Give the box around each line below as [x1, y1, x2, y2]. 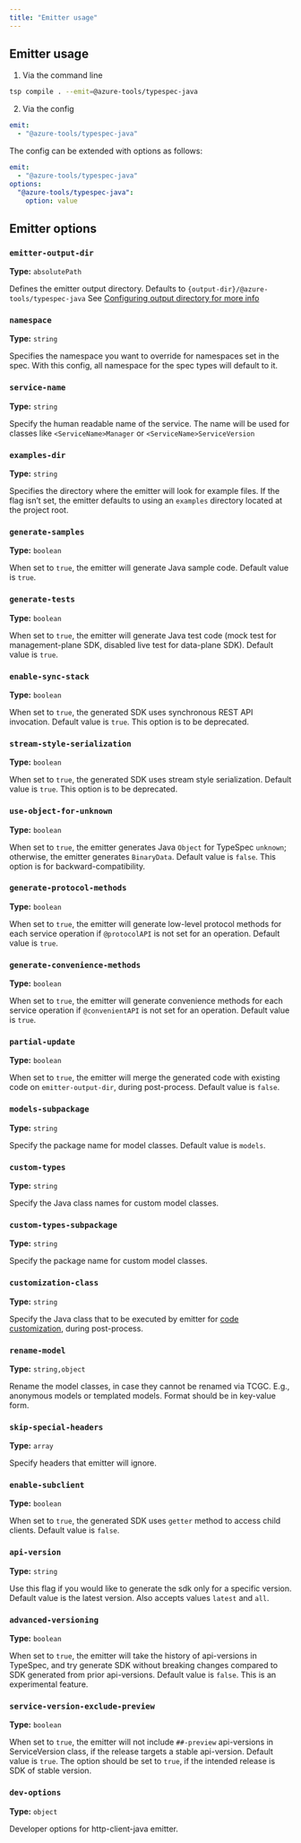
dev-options [9, 1787, 62, 1798]
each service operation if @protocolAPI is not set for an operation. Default [9, 928, 280, 939]
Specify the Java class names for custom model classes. [9, 1198, 219, 1208]
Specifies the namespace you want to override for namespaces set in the [9, 350, 279, 361]
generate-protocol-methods [9, 883, 127, 893]
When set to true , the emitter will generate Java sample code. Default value [9, 562, 289, 574]
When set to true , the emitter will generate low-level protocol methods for [9, 918, 282, 929]
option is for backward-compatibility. [9, 861, 146, 871]
